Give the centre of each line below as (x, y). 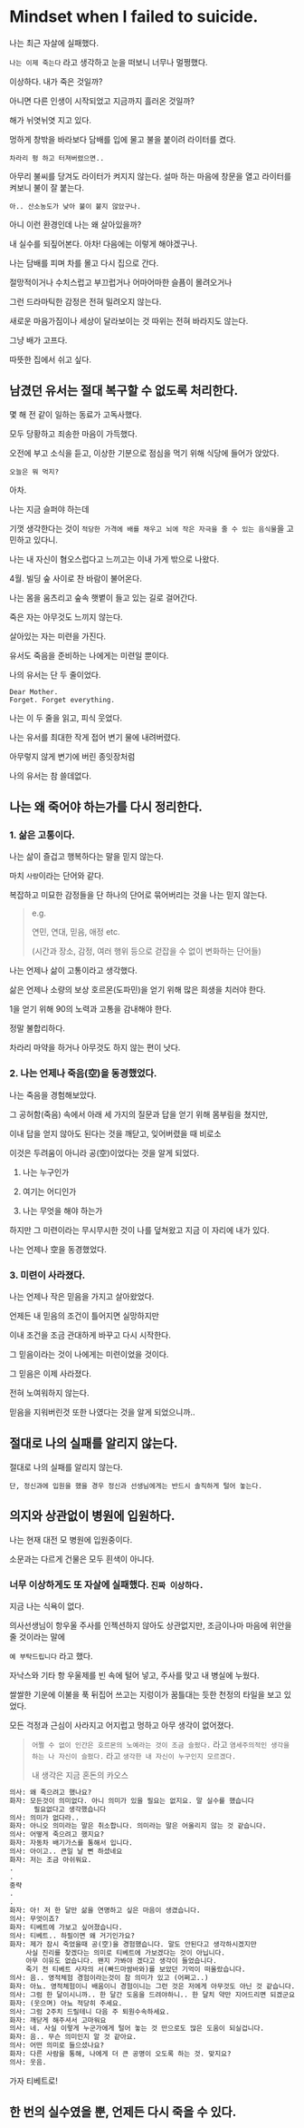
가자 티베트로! (34, 2081)
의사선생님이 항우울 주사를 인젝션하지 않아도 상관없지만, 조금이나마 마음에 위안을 (151, 1625)
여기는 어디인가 (49, 1191)
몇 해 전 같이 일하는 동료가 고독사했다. (76, 414)
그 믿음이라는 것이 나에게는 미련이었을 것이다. (89, 1355)
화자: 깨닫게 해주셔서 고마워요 (58, 2020)
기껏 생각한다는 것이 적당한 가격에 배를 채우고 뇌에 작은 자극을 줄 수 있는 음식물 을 (147, 528)
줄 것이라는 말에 (38, 1636)
